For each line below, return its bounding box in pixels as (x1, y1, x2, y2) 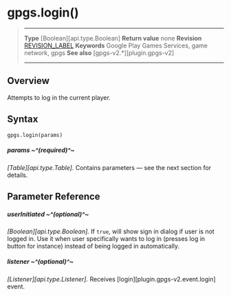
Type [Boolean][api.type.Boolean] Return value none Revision (23, 34, 202, 42)
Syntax (7, 114, 38, 125)
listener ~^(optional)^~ (7, 257, 74, 266)
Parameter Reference (7, 191, 101, 202)
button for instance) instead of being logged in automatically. (7, 242, 180, 250)
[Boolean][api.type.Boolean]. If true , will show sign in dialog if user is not (7, 227, 214, 235)
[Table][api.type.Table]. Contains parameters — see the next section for (7, 163, 212, 171)
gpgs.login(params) (7, 131, 63, 138)
